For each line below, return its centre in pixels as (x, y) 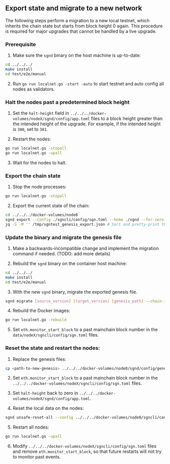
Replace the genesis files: (39, 359)
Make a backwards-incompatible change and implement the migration (86, 248)
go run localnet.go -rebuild (36, 320)
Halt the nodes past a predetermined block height (68, 102)
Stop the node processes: (39, 187)
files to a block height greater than (127, 119)
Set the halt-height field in (41, 113)
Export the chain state (33, 175)
